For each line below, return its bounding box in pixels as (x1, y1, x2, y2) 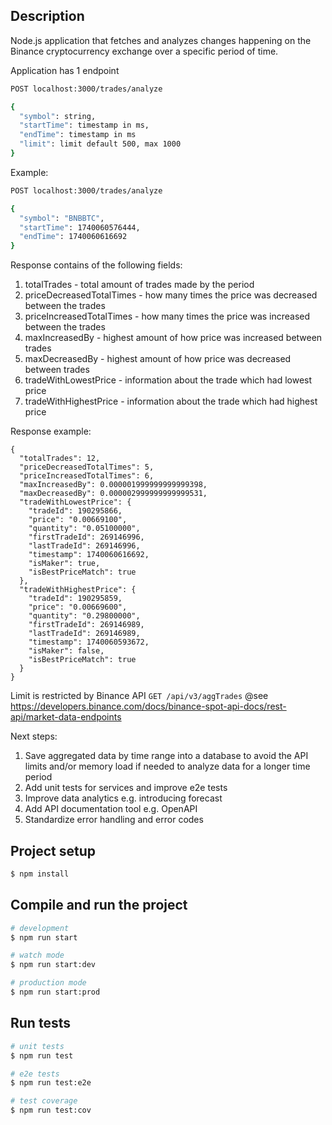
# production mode (10, 978, 87, 988)
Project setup (10, 842, 97, 859)
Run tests (10, 1015, 71, 1032)
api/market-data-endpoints (10, 711, 122, 723)
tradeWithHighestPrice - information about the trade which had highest (24, 395, 318, 408)
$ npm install (10, 869, 70, 879)
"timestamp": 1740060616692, (28, 550, 150, 560)
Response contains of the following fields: (10, 259, 183, 271)
